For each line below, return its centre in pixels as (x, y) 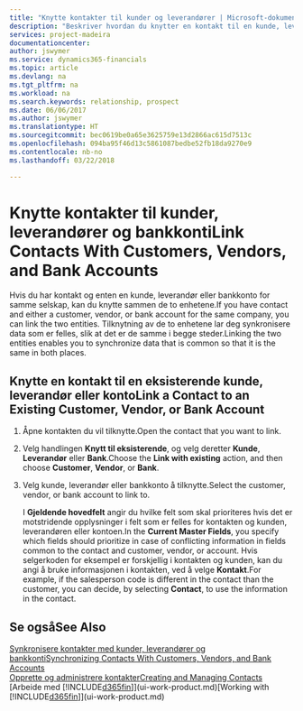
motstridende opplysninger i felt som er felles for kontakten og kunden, (155, 522)
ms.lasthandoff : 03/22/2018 (62, 160)
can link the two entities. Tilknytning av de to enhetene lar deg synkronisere (150, 324)
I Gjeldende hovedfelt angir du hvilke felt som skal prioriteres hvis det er (157, 512)
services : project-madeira (60, 34)
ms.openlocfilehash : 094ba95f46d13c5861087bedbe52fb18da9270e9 (131, 143)
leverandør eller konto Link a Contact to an (129, 395)
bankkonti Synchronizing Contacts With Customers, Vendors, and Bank (141, 659)
